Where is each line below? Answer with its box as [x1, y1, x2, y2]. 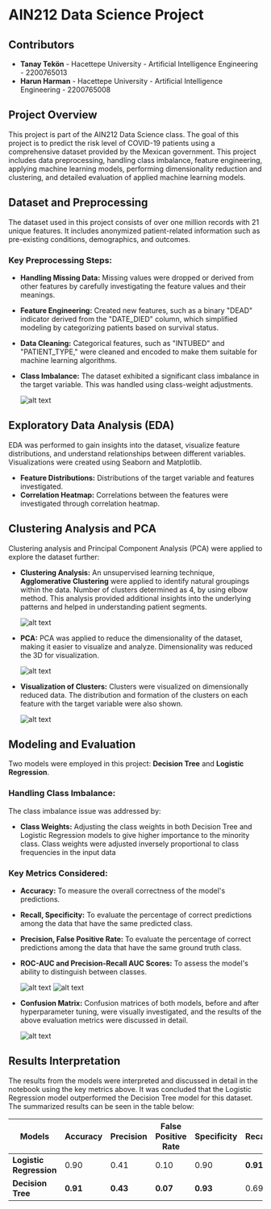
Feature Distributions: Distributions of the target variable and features [19, 473, 255, 482]
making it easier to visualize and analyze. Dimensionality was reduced [19, 641, 252, 651]
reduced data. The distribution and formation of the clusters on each [19, 690, 248, 699]
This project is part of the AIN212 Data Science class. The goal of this [8, 129, 240, 139]
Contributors [8, 38, 75, 52]
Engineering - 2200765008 [19, 85, 111, 94]
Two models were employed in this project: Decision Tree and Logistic [8, 759, 244, 769]
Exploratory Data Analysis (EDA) [8, 419, 175, 432]
